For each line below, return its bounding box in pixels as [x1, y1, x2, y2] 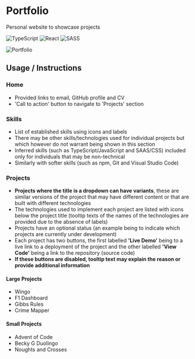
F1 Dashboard [14, 295, 48, 302]
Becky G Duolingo [14, 340, 58, 347]
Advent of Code [14, 333, 53, 340]
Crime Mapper [14, 307, 50, 314]
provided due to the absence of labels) [14, 218, 108, 225]
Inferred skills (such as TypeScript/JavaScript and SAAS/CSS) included [14, 146, 186, 153]
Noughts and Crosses [14, 346, 67, 353]
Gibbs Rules [14, 300, 44, 308]
